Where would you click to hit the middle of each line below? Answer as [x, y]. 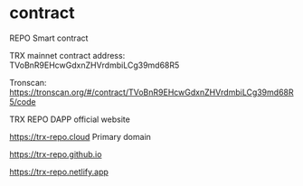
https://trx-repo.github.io [56, 154]
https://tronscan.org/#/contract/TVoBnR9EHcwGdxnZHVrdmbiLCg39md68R [151, 92]
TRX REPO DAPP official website [70, 119]
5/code [23, 101]
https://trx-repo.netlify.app [59, 172]
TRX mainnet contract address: [67, 55]
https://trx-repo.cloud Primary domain [80, 136]
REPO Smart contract [49, 38]
